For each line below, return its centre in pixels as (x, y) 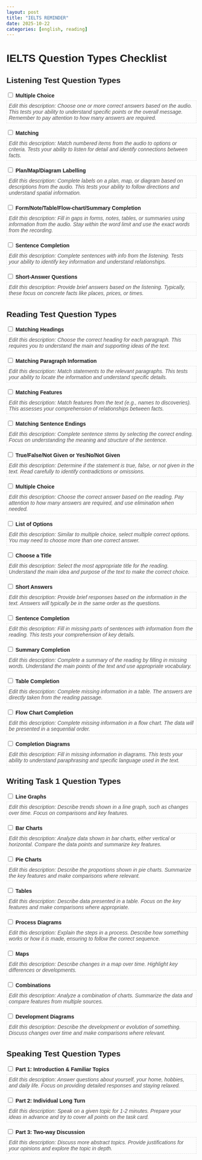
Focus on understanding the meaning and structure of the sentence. (88, 440)
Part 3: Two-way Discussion (50, 1132)
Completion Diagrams (43, 744)
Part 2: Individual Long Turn (50, 1101)
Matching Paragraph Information (56, 361)
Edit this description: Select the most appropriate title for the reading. (89, 566)
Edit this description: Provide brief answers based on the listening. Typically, (97, 287)
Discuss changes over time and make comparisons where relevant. (87, 1033)
